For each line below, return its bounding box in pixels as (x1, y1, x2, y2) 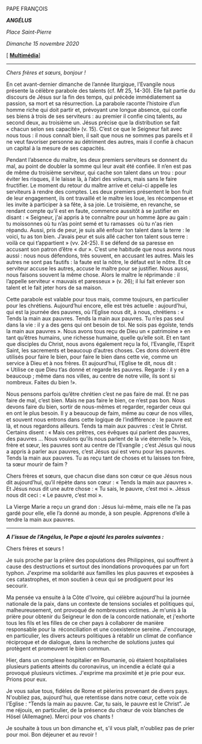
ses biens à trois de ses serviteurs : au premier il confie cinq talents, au (6, 112, 182, 120)
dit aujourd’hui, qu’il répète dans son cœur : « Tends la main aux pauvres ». (6, 479, 193, 486)
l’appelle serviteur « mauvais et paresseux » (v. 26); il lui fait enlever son (6, 278, 185, 284)
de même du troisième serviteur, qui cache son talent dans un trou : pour (6, 169, 187, 176)
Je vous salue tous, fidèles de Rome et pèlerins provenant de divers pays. (6, 687, 189, 694)
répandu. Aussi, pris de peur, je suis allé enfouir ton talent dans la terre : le (6, 227, 191, 233)
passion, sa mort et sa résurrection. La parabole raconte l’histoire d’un (6, 100, 180, 107)
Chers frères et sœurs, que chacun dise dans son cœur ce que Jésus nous (6, 472, 192, 479)
